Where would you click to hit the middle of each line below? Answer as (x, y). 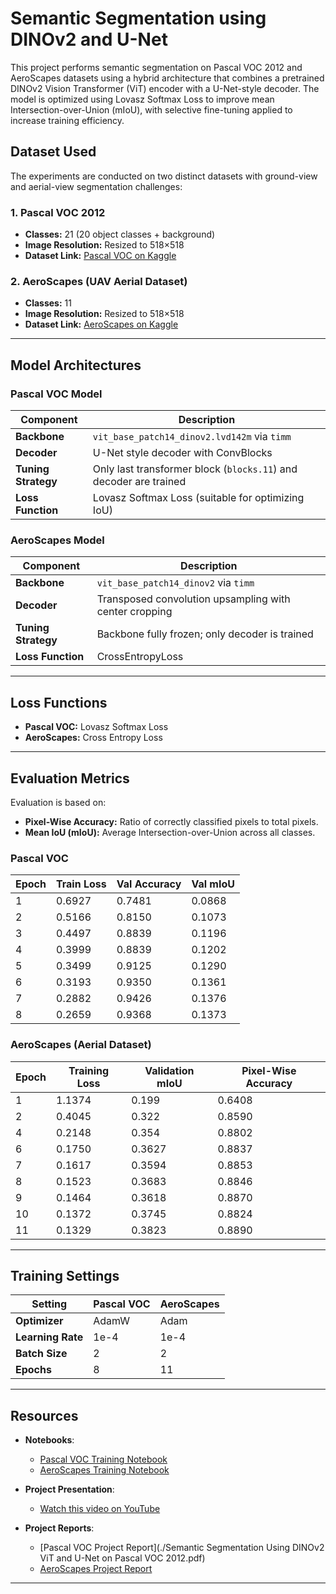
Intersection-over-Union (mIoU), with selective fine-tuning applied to (151, 109)
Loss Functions (59, 702)
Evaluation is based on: (58, 802)
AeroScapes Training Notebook (104, 1470)
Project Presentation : (69, 1489)
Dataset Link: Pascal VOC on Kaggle (100, 256)
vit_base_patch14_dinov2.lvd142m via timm (192, 437)
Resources (44, 1415)
